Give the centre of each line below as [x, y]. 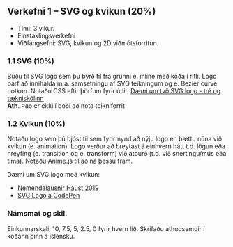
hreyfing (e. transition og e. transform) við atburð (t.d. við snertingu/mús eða [117, 154]
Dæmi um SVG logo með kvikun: [54, 175]
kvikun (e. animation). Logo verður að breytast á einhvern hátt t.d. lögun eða [116, 146]
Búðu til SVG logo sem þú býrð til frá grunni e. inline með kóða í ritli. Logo [112, 77]
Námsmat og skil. [37, 214]
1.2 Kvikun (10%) [36, 124]
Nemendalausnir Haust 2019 [58, 188]
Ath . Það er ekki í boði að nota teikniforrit [66, 106]
